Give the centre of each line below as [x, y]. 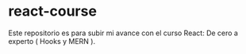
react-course [53, 11]
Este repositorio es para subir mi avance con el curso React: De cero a [123, 33]
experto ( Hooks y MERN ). [52, 41]
